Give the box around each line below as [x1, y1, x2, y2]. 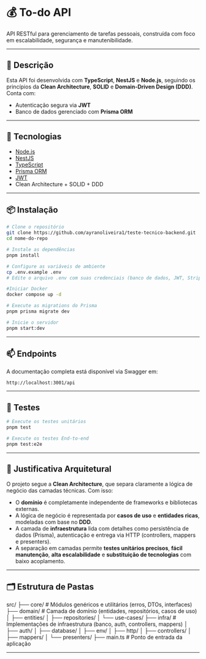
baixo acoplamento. [15, 557, 66, 564]
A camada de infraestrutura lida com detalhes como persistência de [15, 524, 189, 532]
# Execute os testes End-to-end [6, 435, 89, 442]
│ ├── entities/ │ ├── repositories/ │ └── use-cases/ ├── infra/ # [6, 614, 177, 622]
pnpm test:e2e [6, 441, 43, 447]
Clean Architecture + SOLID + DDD [15, 180, 104, 188]
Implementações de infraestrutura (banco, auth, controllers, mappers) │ [6, 620, 188, 628]
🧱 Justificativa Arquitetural [6, 464, 112, 474]
